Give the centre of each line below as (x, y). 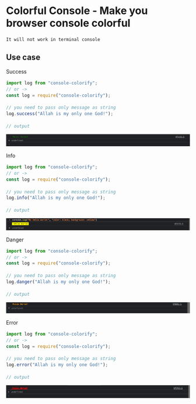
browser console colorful (68, 23)
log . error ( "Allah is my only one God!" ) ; (57, 365)
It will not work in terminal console (53, 39)
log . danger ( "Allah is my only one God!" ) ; (58, 282)
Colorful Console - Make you (77, 11)
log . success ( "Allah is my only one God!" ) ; (60, 114)
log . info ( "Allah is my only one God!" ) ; (56, 198)
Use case (23, 58)
